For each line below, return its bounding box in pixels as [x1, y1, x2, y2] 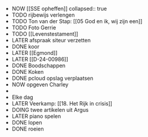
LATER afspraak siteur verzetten [11, 37, 91, 43]
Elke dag [11, 94, 34, 101]
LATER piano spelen [11, 113, 61, 120]
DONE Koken [11, 68, 44, 75]
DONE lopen [11, 119, 43, 126]
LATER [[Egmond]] [11, 49, 58, 56]
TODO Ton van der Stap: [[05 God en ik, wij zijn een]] [11, 18, 143, 24]
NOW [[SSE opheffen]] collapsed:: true [11, 5, 107, 12]
